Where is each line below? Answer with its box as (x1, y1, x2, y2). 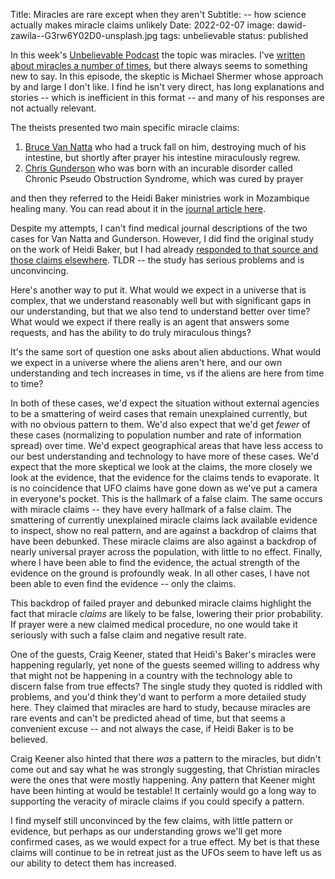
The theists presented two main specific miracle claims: (10, 122, 240, 133)
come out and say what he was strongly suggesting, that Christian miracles (10, 764, 320, 775)
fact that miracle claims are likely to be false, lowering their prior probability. (10, 608, 324, 619)
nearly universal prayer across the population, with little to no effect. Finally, (10, 546, 323, 558)
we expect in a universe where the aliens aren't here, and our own (10, 357, 283, 368)
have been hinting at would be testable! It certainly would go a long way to (10, 785, 317, 796)
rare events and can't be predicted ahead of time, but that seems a (10, 712, 286, 724)
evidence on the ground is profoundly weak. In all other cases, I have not (10, 567, 310, 579)
